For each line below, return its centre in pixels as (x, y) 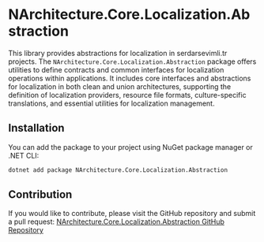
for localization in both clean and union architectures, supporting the (120, 86)
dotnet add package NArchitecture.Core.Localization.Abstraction (118, 170)
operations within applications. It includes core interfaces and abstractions (130, 78)
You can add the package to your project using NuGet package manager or (130, 147)
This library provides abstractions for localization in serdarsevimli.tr (118, 53)
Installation (36, 128)
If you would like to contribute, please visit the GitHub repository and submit (132, 214)
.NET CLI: (24, 155)
